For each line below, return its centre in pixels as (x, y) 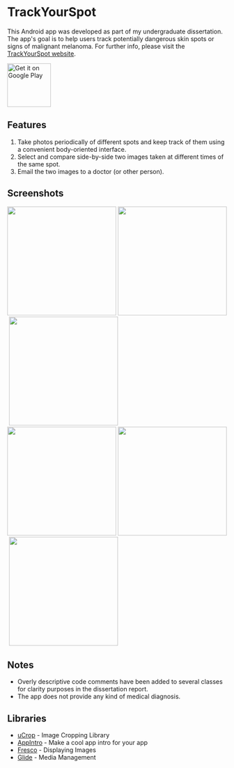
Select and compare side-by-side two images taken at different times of (120, 157)
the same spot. (39, 164)
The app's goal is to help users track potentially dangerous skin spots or (111, 38)
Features (27, 125)
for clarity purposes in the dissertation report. (83, 689)
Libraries (27, 718)
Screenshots (36, 193)
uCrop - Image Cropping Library (63, 735)
